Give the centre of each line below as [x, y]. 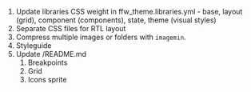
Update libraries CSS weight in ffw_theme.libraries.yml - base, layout [129, 12]
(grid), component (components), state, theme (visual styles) [116, 20]
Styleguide [34, 46]
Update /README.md [51, 54]
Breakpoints [48, 62]
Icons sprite [47, 80]
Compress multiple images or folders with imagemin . [101, 37]
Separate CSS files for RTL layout [71, 28]
